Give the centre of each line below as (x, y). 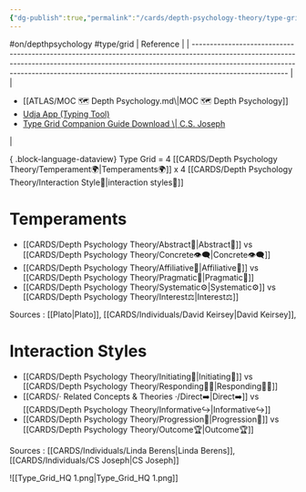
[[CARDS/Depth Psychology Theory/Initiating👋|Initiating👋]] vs (138, 376)
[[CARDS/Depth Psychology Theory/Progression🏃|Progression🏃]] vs (151, 419)
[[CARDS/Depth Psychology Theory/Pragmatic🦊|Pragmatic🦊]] (138, 277)
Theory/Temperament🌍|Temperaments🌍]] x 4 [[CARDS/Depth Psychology (151, 169)
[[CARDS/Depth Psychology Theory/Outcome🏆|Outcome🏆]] (138, 429)
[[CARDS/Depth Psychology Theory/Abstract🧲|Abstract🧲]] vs (138, 244)
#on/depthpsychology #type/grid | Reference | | (99, 44)
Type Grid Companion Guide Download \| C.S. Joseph (124, 123)
